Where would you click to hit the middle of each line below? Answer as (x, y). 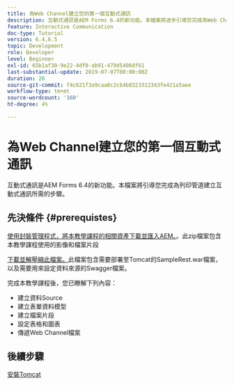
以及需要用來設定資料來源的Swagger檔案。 (69, 268)
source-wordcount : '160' (43, 98)
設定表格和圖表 (39, 324)
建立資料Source (40, 297)
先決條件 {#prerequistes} (62, 218)
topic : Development (36, 46)
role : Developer (31, 53)
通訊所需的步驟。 (44, 194)
